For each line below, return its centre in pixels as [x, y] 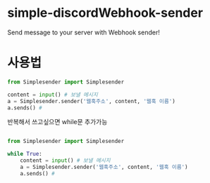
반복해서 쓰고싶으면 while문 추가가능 [57, 122]
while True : [25, 154]
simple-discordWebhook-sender [105, 13]
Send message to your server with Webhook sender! [84, 32]
